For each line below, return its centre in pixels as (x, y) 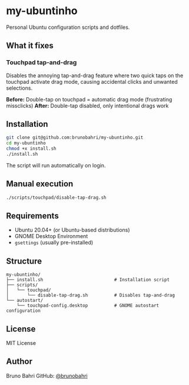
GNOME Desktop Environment (51, 236)
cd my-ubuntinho (26, 143)
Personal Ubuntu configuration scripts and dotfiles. (68, 27)
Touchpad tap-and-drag (42, 62)
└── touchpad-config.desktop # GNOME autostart (88, 306)
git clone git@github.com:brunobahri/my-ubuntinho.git (75, 138)
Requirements (32, 216)
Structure (24, 261)
